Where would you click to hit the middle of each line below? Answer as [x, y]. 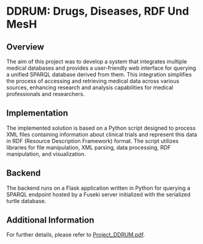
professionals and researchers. [45, 94]
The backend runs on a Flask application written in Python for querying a [98, 188]
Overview [25, 47]
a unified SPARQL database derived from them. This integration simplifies [99, 74]
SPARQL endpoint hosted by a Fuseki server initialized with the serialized [98, 194]
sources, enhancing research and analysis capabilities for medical [90, 87]
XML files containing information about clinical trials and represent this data [102, 134]
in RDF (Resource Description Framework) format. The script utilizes [93, 141]
